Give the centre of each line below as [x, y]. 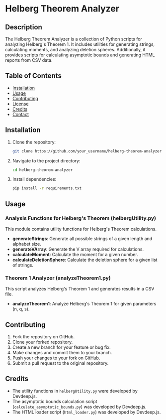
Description [24, 27]
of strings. [23, 265]
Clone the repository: [34, 142]
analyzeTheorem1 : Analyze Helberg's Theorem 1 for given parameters [84, 304]
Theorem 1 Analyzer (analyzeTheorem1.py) [58, 278]
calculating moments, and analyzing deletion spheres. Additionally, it [75, 50]
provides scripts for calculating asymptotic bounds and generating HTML [80, 55]
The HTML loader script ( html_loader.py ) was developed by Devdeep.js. [86, 412]
